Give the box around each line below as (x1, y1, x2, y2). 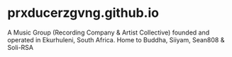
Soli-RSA (7, 43, 34, 51)
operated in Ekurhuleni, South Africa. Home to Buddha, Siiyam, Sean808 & (7, 35, 225, 44)
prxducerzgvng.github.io (7, 5, 160, 21)
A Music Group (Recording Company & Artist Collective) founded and (7, 28, 210, 37)
